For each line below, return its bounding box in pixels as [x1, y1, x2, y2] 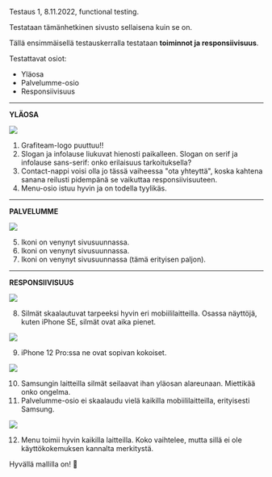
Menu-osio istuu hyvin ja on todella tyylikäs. [20, 183, 168, 193]
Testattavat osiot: [9, 54, 67, 63]
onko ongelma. [20, 387, 71, 396]
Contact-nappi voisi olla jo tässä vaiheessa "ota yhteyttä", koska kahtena [20, 166, 263, 176]
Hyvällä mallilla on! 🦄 [9, 459, 78, 469]
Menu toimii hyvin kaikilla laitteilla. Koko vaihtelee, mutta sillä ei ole [20, 435, 243, 445]
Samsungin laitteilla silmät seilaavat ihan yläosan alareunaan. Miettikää [20, 379, 256, 388]
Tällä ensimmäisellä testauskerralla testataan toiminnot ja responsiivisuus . [9, 38, 259, 48]
